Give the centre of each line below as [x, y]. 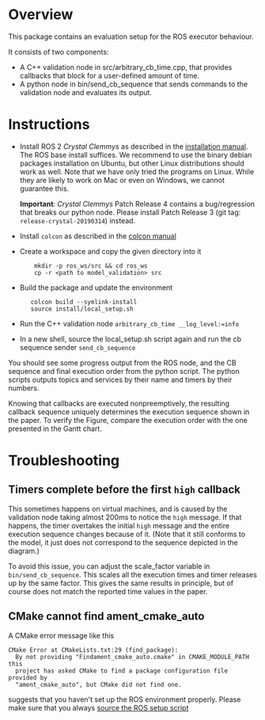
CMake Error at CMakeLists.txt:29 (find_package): [93, 650]
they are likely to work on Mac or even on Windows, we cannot [122, 180]
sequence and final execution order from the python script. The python [124, 371]
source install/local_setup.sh [82, 309]
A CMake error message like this [61, 635]
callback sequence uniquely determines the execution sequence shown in [129, 411]
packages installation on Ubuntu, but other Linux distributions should [132, 163]
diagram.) [24, 550]
